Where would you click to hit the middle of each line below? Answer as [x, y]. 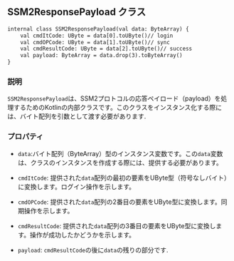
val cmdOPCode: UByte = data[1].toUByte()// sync [95, 42]
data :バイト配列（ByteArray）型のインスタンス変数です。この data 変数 [120, 153]
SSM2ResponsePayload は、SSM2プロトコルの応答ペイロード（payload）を [114, 98]
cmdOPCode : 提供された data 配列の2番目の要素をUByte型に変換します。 [119, 202]
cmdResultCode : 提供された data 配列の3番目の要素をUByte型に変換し [117, 225]
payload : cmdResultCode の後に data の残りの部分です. [93, 250]
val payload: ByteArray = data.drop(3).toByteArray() [101, 56]
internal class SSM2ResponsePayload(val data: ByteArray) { [99, 29]
